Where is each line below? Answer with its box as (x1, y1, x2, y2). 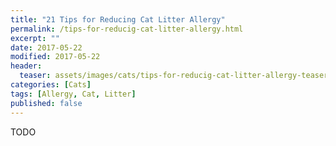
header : (10, 61, 43, 71)
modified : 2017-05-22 (10, 52, 101, 62)
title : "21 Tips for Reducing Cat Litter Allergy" (10, 14, 226, 25)
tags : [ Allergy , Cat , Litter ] (10, 89, 137, 99)
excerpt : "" (10, 33, 60, 43)
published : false (10, 98, 83, 108)
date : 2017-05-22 (10, 42, 83, 53)
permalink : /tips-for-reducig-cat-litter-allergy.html (10, 24, 244, 34)
